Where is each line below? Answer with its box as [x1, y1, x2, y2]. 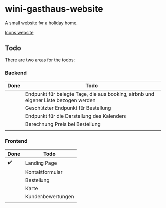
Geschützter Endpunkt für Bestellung [25, 105, 111, 112]
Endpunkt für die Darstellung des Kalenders [25, 113, 126, 120]
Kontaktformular [25, 169, 63, 176]
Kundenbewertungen [25, 193, 74, 200]
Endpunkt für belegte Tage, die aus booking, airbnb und [25, 91, 155, 98]
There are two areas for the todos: [5, 57, 75, 63]
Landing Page [25, 159, 57, 166]
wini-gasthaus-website [5, 3, 104, 15]
